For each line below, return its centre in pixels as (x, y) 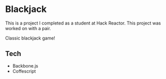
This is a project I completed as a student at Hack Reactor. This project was (83, 23)
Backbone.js (25, 65)
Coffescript (24, 71)
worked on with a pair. (28, 28)
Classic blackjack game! (30, 38)
